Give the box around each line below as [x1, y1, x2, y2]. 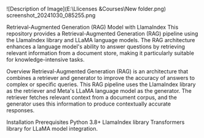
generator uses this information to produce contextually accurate [6, 100, 171, 107]
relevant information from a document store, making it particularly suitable [6, 49, 195, 57]
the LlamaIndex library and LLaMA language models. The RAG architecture [6, 37, 195, 43]
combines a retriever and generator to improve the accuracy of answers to [6, 74, 195, 81]
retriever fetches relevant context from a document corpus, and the [6, 94, 177, 101]
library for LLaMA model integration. [6, 125, 98, 132]
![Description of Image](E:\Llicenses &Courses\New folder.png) [6, 5, 167, 12]
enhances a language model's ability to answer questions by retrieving [6, 43, 186, 50]
